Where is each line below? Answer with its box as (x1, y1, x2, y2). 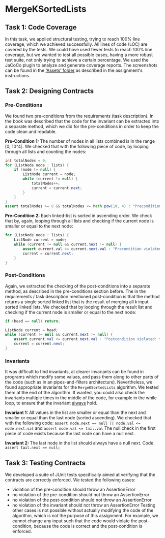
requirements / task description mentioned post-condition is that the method (5, 293, 160, 299)
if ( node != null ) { (14, 167, 56, 172)
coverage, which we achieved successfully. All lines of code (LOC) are (5, 41, 148, 47)
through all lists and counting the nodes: (5, 149, 87, 155)
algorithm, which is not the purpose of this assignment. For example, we (12, 513, 159, 519)
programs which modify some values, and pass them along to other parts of (5, 374, 159, 380)
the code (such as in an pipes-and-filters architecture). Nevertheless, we (5, 379, 153, 385)
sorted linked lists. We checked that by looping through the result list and (5, 304, 153, 310)
